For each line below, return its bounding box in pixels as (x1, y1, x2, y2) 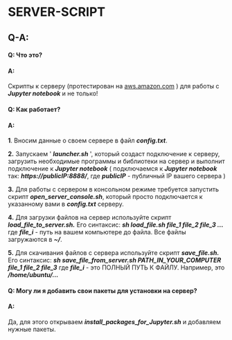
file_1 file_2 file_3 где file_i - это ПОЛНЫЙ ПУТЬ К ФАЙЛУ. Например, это (8, 263, 225, 272)
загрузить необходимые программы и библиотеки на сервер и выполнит (8, 157, 226, 166)
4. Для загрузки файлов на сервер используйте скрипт (8, 214, 172, 222)
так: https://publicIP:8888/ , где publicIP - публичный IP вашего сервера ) (8, 172, 226, 180)
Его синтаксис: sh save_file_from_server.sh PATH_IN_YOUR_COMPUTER (8, 256, 222, 265)
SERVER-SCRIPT (8, 4, 106, 20)
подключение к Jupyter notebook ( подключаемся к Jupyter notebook (8, 164, 217, 173)
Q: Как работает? (8, 105, 61, 113)
